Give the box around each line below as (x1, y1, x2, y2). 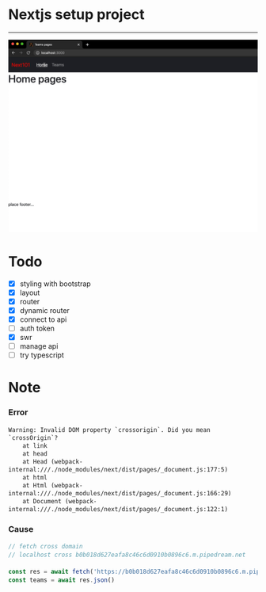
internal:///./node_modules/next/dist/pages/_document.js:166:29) (8, 489, 232, 497)
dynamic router (19, 305, 70, 315)
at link (22, 441, 47, 449)
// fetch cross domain (8, 543, 83, 551)
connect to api (19, 315, 67, 324)
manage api (19, 342, 59, 351)
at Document (22, 497, 62, 505)
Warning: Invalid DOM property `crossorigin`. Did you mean (8, 426, 211, 433)
